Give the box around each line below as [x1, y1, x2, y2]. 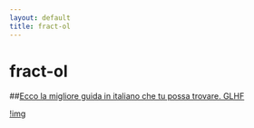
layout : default [9, 13, 71, 23]
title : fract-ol [9, 22, 71, 31]
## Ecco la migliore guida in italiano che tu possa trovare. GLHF [9, 91, 245, 102]
